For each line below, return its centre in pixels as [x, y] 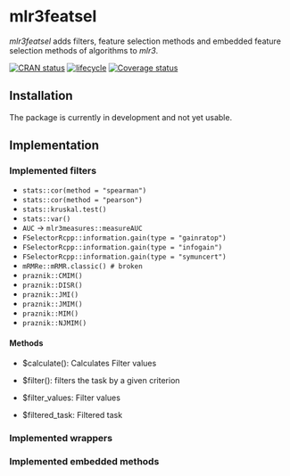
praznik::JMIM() [52, 305]
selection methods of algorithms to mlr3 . [84, 50]
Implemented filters [53, 171]
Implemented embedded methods [84, 462]
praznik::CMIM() [52, 276]
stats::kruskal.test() [64, 210]
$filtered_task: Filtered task [72, 414]
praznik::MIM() [50, 314]
